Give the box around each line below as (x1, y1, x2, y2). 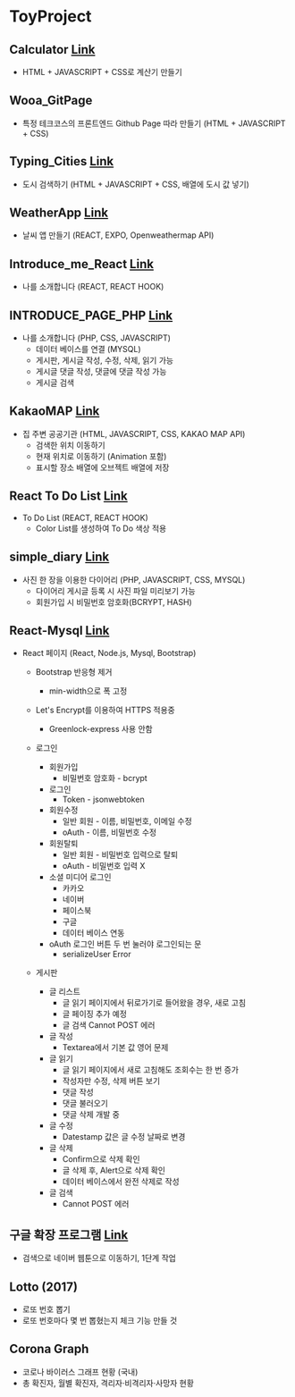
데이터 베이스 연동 (62, 928, 125, 938)
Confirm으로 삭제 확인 (62, 1154, 140, 1165)
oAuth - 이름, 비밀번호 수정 (62, 827, 157, 837)
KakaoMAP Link (9, 404, 100, 419)
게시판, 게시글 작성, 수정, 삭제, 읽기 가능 (35, 355, 174, 366)
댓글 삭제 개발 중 (62, 1109, 121, 1120)
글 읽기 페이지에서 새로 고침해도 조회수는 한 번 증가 (62, 1065, 240, 1075)
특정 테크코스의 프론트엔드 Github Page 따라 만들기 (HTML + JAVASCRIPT (21, 118, 286, 129)
